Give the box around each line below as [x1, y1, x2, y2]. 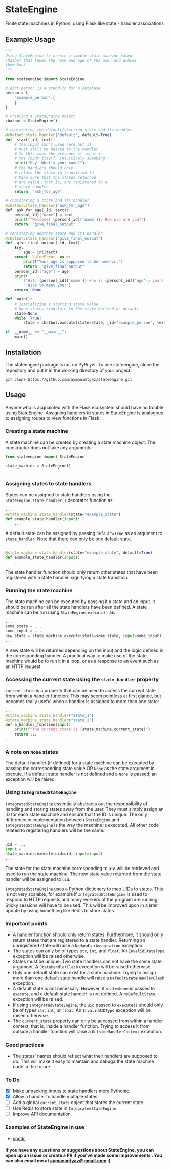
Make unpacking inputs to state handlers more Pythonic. [12, 1088, 131, 1094]
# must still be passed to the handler [14, 146, 99, 152]
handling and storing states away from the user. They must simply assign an [5, 806, 164, 812]
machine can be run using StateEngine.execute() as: [5, 609, 116, 615]
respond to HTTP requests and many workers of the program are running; [5, 896, 159, 903]
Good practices [5, 1042, 44, 1049]
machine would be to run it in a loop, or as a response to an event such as [5, 658, 159, 664]
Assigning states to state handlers [5, 480, 92, 487]
